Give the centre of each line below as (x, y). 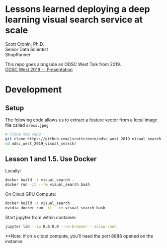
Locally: (13, 171)
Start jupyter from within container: (41, 217)
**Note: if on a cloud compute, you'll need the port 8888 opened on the (79, 236)
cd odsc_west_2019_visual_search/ (41, 143)
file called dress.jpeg (27, 125)
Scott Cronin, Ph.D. (25, 44)
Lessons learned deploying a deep (78, 9)
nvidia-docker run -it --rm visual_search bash (55, 208)
